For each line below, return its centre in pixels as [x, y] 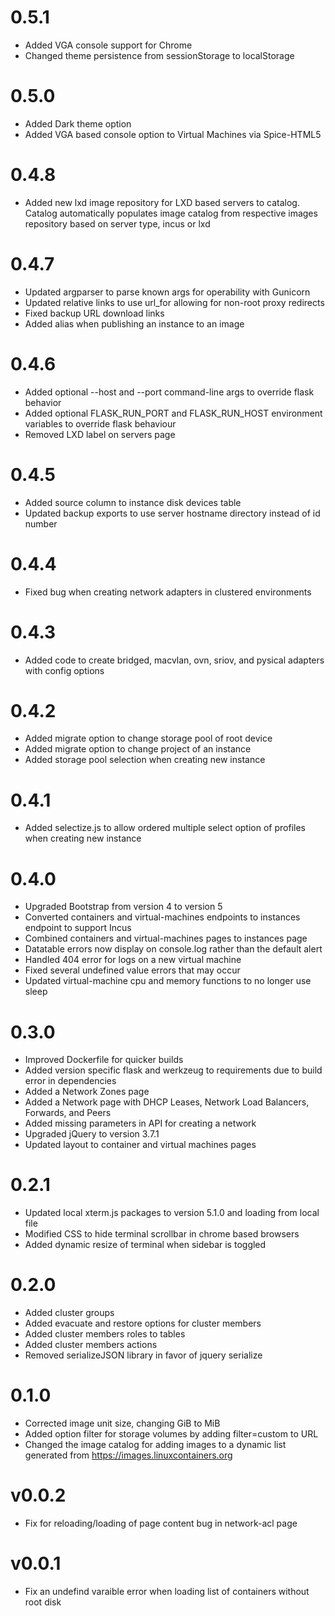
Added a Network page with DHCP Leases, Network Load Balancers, [167, 1102]
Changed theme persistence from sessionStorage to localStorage [159, 55]
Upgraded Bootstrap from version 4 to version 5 [123, 907]
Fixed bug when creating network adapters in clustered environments [168, 592]
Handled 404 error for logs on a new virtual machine [133, 960]
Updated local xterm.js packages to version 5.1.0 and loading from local [172, 1213]
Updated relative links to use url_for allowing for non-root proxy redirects [174, 302]
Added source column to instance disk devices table [133, 502]
